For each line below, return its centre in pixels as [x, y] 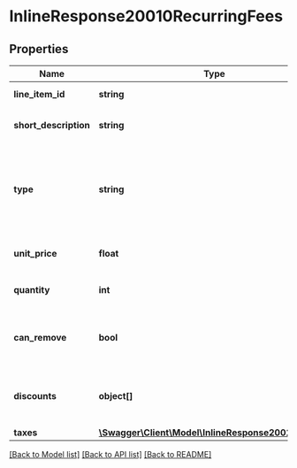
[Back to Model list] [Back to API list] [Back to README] [110, 454]
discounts [35, 396]
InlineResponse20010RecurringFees [146, 16]
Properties [39, 49]
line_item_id [39, 94]
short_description [52, 125]
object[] [116, 396]
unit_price [35, 253]
